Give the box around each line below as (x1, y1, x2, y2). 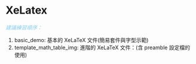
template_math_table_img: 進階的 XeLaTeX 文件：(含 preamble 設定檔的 (14, 44, 191, 51)
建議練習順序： (5, 24, 42, 31)
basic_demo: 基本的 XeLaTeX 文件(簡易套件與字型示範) (14, 36, 149, 43)
